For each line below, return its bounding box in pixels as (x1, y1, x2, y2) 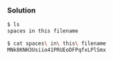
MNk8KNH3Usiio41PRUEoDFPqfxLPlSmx (7, 46, 107, 53)
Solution (7, 6, 37, 15)
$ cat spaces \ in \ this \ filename (7, 40, 107, 47)
